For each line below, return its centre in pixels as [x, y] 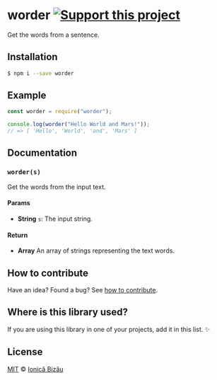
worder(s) [24, 172]
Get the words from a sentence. [54, 35]
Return [18, 235]
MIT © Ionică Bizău [35, 369]
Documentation [42, 153]
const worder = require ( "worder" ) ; [60, 112]
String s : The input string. [55, 219]
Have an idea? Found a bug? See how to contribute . [82, 289]
